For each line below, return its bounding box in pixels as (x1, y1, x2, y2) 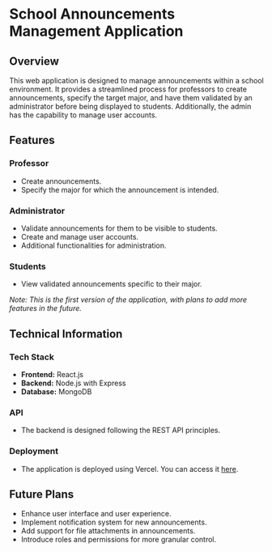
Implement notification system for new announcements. (20, 517, 207, 527)
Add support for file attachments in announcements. (20, 526, 196, 536)
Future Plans (9, 487, 74, 501)
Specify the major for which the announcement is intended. (20, 185, 219, 194)
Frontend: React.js (20, 369, 84, 379)
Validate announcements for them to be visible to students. (20, 223, 218, 233)
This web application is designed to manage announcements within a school (9, 76, 264, 85)
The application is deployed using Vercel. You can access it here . (20, 464, 239, 473)
